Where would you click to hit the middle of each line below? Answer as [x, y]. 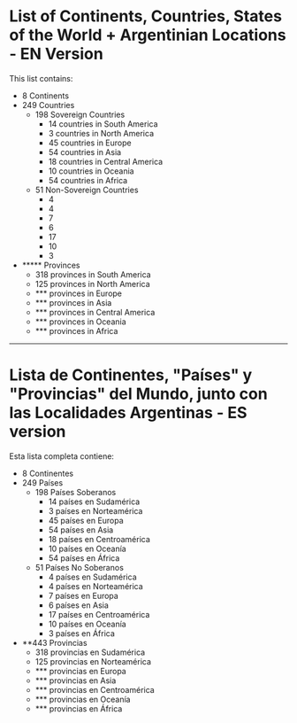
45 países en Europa [86, 520]
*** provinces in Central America [95, 312]
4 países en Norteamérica [95, 586]
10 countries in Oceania [91, 171]
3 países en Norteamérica [95, 510]
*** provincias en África [79, 708]
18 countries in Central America [106, 161]
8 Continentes [47, 473]
